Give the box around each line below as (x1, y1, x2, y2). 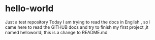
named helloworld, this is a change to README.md (5, 29, 108, 35)
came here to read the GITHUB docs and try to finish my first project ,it (5, 24, 149, 30)
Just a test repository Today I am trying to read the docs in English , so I (5, 19, 151, 25)
